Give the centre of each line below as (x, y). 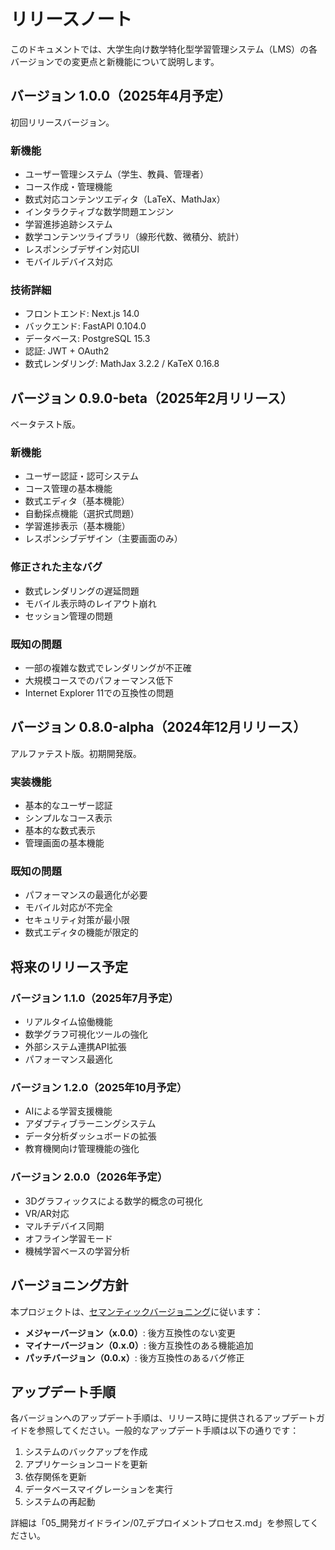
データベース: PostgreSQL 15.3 (87, 339)
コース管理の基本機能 (68, 489)
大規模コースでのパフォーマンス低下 (99, 681)
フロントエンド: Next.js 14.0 (82, 314)
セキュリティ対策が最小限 (77, 920)
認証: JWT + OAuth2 (67, 351)
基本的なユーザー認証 (68, 806)
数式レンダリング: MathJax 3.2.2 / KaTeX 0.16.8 (122, 364)
